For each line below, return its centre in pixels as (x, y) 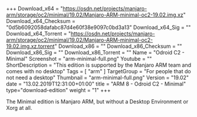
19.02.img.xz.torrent (30, 46)
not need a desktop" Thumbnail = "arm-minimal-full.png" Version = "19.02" (98, 77)
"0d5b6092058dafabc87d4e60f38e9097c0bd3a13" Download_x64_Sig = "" (98, 27)
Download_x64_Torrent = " (39, 34)
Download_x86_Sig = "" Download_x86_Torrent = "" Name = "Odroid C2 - (95, 52)
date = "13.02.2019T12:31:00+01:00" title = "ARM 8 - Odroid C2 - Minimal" (96, 84)
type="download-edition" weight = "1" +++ (58, 90)
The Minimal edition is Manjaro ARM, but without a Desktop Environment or (97, 102)
